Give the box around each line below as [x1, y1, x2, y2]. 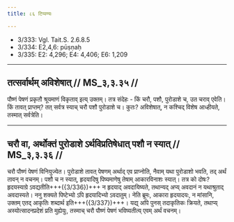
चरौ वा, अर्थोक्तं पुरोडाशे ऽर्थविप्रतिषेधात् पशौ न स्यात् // [7, 138, 180, 150]
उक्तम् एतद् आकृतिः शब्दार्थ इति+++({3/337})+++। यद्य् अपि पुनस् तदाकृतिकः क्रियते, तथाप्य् [7, 199, 218, 207]
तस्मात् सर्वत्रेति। [7, 111, 44, 119]
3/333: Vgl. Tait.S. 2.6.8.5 [17, 35, 91, 44]
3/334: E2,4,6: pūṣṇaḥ [17, 42, 82, 51]
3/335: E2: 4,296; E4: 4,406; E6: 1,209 [17, 50, 128, 58]
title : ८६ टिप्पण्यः [7, 10, 52, 17]
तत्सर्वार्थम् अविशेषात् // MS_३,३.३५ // [7, 77, 139, 89]
